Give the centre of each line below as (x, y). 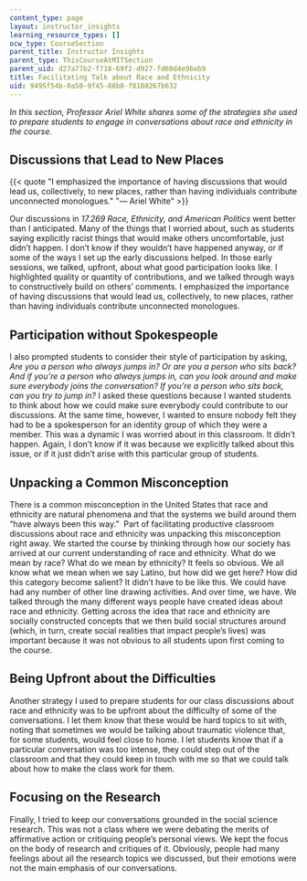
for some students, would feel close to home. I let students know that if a (146, 739)
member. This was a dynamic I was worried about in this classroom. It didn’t (152, 435)
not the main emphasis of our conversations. (94, 867)
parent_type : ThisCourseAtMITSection (81, 60)
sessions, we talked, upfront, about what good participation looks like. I (143, 267)
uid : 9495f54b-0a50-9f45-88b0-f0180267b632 (94, 86)
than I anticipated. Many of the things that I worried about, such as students (152, 228)
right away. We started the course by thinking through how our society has (150, 543)
